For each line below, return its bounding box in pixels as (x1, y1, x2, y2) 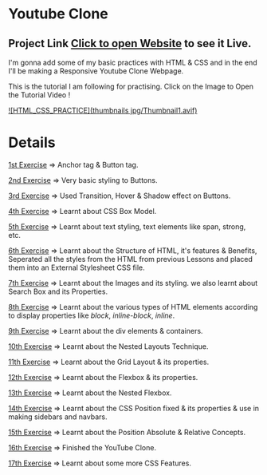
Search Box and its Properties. (8, 287, 108, 296)
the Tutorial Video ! (8, 90, 71, 100)
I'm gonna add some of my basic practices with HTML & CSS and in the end (8, 57, 257, 67)
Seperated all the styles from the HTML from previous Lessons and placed (8, 254, 253, 263)
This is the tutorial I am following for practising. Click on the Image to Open (8, 81, 253, 91)
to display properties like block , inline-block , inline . (8, 311, 175, 320)
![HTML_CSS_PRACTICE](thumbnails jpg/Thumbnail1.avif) (8, 105, 198, 115)
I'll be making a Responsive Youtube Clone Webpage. (8, 66, 184, 76)
